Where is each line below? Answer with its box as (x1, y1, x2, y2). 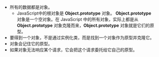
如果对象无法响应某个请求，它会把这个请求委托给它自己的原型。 (9, 47, 137, 53)
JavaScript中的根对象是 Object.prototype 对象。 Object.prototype (16, 10, 151, 16)
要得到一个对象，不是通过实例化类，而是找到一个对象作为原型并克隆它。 (9, 35, 154, 40)
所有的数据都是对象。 (9, 4, 52, 10)
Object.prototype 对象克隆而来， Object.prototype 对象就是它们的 (16, 22, 150, 28)
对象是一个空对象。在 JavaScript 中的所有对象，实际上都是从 (16, 17, 139, 22)
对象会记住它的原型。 (9, 41, 52, 46)
